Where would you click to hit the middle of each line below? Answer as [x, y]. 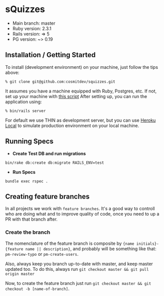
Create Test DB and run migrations [49, 153]
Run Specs [24, 172]
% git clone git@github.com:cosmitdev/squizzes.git [60, 81]
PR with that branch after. [31, 219]
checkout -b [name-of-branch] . [37, 288]
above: [12, 72]
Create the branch [28, 232]
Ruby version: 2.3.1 [32, 28]
